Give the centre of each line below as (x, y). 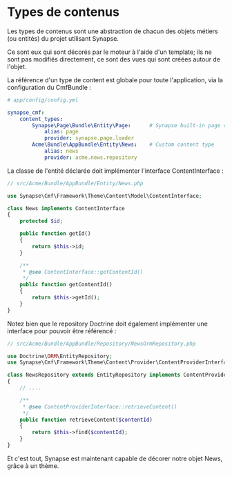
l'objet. (17, 66)
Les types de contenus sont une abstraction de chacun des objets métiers (113, 31)
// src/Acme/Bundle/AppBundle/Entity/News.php (75, 183)
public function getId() (55, 234)
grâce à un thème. (33, 466)
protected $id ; (41, 221)
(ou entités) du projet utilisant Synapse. (63, 38)
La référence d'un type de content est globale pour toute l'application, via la (115, 79)
